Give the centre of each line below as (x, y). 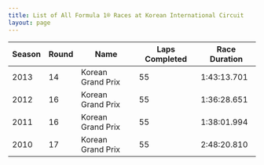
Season (27, 54)
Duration (226, 59)
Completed (166, 59)
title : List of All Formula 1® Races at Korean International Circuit (126, 15)
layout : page (29, 23)
